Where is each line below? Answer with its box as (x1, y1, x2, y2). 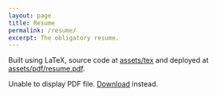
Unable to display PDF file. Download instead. (8, 79, 159, 89)
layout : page (8, 11, 52, 20)
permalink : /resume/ (8, 26, 77, 34)
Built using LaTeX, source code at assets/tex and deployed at (8, 56, 209, 65)
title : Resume (8, 19, 56, 27)
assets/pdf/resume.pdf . (8, 64, 85, 74)
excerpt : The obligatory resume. (8, 33, 120, 42)
